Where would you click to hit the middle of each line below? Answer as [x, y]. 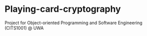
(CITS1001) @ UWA [24, 28]
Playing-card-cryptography [63, 9]
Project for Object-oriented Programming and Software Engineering [73, 23]
